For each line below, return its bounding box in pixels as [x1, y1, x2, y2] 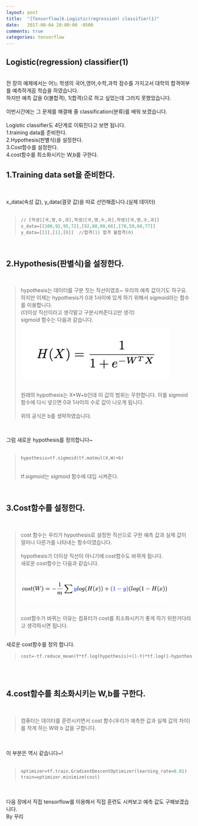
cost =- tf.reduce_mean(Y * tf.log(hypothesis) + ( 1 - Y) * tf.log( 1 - [20, 653, 171, 659]
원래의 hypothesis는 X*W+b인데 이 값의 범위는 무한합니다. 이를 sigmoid [20, 391, 188, 399]
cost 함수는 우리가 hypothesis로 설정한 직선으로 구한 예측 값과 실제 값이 [20, 531, 187, 538]
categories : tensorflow [6, 34, 65, 41]
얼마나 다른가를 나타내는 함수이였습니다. [20, 538, 113, 545]
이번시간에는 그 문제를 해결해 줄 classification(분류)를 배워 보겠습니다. [6, 108, 168, 115]
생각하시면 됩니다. [27, 622, 68, 629]
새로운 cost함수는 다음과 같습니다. [20, 560, 99, 567]
